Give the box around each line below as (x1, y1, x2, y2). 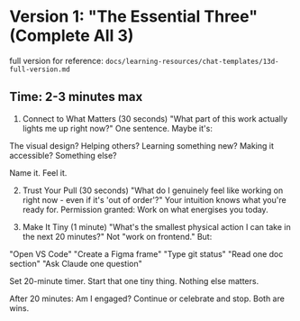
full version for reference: (9, 55, 104, 66)
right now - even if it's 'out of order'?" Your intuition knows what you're (22, 194, 286, 205)
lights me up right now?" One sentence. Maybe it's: (22, 123, 214, 133)
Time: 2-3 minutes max (9, 89, 143, 105)
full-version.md (9, 65, 70, 74)
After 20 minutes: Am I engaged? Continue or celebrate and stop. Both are (9, 293, 286, 304)
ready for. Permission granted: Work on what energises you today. (22, 204, 268, 215)
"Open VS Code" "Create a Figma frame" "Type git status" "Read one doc (9, 248, 284, 259)
